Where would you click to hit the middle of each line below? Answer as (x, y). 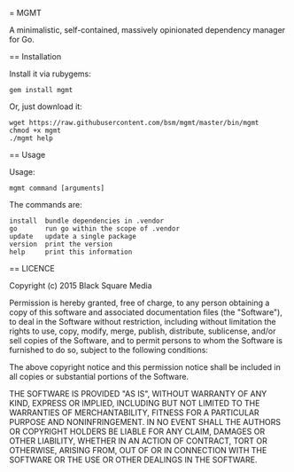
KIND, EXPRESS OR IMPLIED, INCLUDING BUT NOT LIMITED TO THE (135, 403)
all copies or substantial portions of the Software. (99, 377)
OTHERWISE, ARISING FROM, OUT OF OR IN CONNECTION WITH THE (138, 450)
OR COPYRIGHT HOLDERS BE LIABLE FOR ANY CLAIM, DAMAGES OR (137, 431)
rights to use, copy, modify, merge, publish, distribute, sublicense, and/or (143, 331)
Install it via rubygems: (50, 74)
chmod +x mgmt (35, 130)
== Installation (35, 56)
